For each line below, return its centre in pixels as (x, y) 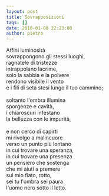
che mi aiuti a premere (33, 169)
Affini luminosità (26, 50)
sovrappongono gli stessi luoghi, (46, 57)
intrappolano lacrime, (32, 69)
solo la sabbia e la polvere (38, 75)
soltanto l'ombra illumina (36, 100)
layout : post (22, 11)
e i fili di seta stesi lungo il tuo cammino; (54, 88)
